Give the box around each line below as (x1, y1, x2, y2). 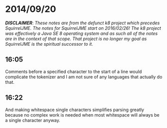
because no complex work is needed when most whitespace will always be (5, 112, 160, 118)
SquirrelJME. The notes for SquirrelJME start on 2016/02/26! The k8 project (5, 25, 161, 31)
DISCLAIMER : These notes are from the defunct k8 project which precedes (5, 20, 160, 26)
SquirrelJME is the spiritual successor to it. (5, 41, 93, 47)
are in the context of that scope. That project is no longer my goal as (5, 36, 147, 42)
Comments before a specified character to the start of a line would (5, 68, 142, 74)
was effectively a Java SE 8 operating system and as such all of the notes (5, 30, 158, 36)
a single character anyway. (5, 117, 61, 123)
